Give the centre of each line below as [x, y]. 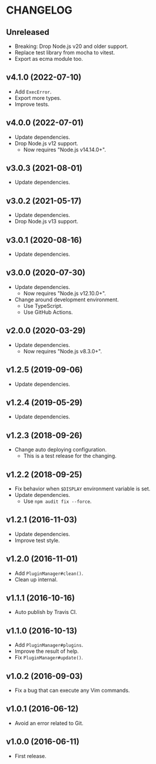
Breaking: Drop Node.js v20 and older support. [71, 46]
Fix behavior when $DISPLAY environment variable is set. [82, 489]
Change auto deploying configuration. [61, 450]
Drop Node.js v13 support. [46, 222]
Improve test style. [37, 540]
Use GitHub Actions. [48, 312]
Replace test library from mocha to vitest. [65, 53]
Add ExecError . [33, 92]
